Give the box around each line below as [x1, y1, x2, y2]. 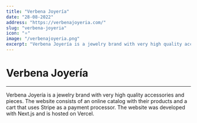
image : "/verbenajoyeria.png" [6, 36, 80, 42]
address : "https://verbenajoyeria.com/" [6, 19, 107, 25]
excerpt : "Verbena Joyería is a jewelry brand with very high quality [6, 42, 182, 47]
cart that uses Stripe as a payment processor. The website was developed [6, 104, 186, 111]
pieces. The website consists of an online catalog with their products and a [6, 97, 188, 104]
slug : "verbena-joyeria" [6, 25, 67, 31]
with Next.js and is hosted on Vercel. [6, 110, 95, 117]
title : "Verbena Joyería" [6, 8, 69, 15]
